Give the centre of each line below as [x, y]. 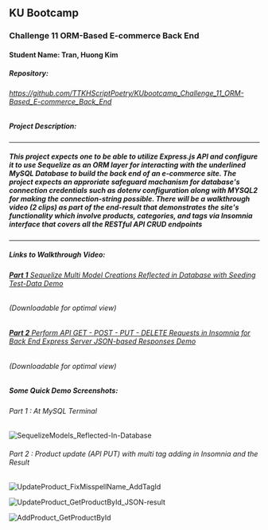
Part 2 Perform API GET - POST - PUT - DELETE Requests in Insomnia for [130, 333]
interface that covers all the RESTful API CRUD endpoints [106, 224]
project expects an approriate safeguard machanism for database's [124, 182]
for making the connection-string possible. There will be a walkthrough [130, 199]
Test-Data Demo [36, 283]
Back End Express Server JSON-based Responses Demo [103, 341]
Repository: [29, 73]
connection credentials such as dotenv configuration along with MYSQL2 [133, 190]
